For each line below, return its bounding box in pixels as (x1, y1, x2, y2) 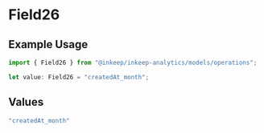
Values (8, 95, 44, 109)
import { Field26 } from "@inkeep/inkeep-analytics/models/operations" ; (8, 58, 258, 66)
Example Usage (8, 38, 89, 51)
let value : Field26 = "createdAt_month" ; (8, 73, 150, 81)
